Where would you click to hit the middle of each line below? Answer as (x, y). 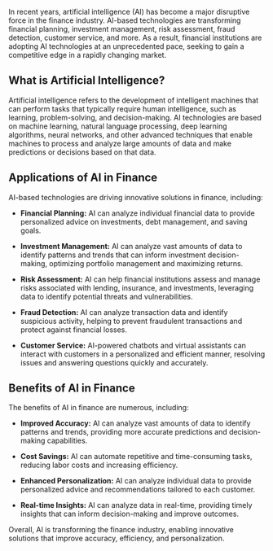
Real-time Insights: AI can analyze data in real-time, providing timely (136, 505)
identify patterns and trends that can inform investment (113, 255)
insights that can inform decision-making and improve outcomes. (129, 514)
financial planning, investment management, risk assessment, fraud (122, 29)
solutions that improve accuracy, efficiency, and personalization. (117, 538)
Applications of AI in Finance (83, 178)
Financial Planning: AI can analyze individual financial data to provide (137, 213)
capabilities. (67, 441)
